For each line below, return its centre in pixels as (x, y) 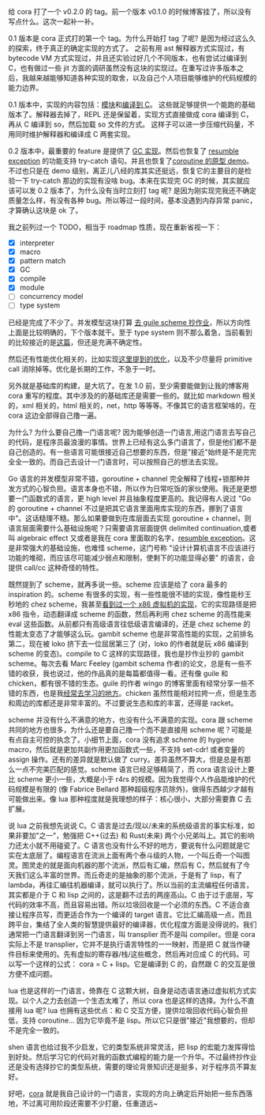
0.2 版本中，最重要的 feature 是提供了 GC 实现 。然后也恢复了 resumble (123, 151)
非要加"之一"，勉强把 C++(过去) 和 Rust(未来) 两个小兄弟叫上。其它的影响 (134, 835)
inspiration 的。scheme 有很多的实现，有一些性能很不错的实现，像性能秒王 (130, 594)
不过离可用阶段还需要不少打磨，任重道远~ (90, 1103)
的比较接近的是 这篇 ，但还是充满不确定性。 (77, 342)
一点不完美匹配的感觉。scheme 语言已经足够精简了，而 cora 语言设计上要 (134, 769)
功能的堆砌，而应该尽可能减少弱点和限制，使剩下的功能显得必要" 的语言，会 (132, 557)
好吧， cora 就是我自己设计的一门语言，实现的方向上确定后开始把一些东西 (127, 1093)
